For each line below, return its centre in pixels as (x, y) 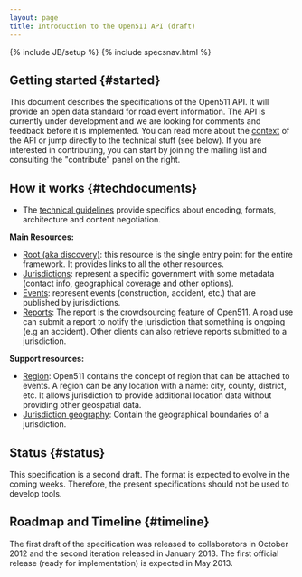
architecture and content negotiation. (91, 220)
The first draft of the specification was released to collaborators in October (149, 544)
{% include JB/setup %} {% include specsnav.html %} (110, 52)
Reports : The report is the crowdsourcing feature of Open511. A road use (158, 312)
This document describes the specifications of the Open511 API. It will (139, 102)
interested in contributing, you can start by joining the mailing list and (138, 150)
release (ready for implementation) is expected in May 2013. (121, 563)
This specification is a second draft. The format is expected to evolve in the (150, 474)
